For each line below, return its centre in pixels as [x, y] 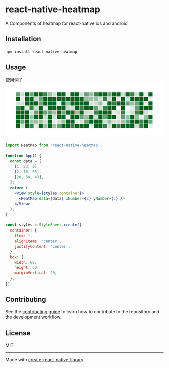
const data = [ [26, 161]
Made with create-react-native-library [45, 359]
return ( [19, 188]
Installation [23, 39]
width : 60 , [26, 262]
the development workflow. [33, 317]
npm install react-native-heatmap [41, 52]
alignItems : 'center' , [38, 241]
